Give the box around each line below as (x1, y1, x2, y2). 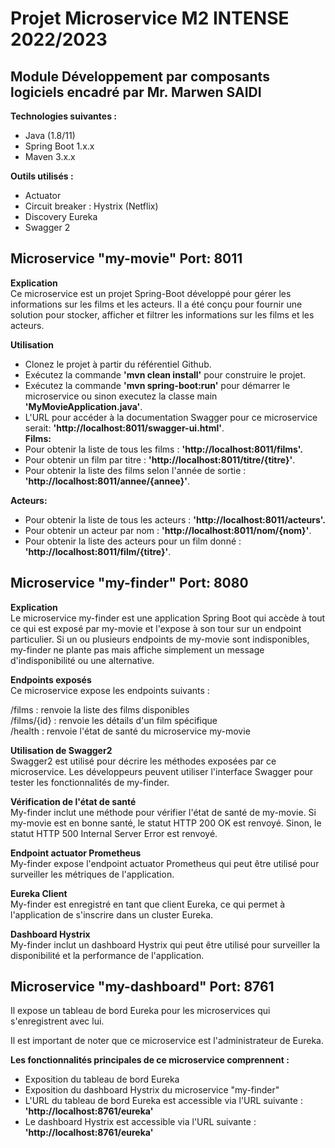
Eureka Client (10, 887, 68, 899)
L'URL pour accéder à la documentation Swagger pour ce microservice (24, 411, 318, 423)
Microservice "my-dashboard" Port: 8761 (10, 978, 275, 996)
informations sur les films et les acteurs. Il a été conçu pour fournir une (10, 298, 303, 310)
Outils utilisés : (10, 170, 74, 182)
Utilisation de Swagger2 (10, 744, 113, 756)
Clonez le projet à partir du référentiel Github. (24, 358, 212, 370)
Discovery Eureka (24, 211, 98, 222)
